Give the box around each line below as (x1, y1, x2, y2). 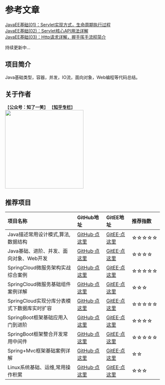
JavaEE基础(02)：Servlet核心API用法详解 (5, 28, 88, 33)
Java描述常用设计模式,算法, (7, 231, 71, 238)
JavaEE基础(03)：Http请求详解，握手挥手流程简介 (5, 34, 107, 40)
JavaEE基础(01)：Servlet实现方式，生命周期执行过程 (5, 22, 111, 28)
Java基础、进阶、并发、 (7, 248, 63, 255)
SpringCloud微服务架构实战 (7, 264, 71, 271)
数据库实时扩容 (17, 305, 53, 312)
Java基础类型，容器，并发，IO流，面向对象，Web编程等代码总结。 (5, 74, 140, 80)
